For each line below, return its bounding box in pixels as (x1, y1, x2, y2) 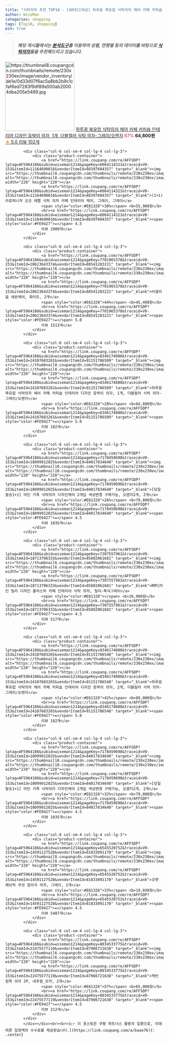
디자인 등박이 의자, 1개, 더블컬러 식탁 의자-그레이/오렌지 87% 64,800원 (14, 133, 155, 139)
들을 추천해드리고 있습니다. (30, 48, 82, 54)
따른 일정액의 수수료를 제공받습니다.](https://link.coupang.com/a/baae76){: (5, 1028, 155, 1033)
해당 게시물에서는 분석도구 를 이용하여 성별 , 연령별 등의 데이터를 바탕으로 (17, 42, 157, 48)
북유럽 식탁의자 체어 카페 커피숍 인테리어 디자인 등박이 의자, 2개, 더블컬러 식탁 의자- (5, 685, 162, 690)
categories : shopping (5, 17, 51, 22)
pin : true (5, 26, 26, 31)
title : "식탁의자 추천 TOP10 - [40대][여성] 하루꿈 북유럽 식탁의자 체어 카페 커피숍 (5, 7, 162, 13)
